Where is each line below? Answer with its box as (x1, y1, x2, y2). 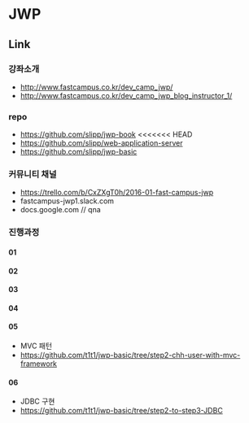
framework (20, 359, 58, 368)
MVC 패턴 (20, 341, 53, 351)
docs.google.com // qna (20, 205, 102, 215)
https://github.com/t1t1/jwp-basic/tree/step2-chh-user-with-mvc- (20, 350, 241, 360)
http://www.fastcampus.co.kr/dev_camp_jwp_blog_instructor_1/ (20, 90, 233, 100)
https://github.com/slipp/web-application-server (20, 138, 183, 148)
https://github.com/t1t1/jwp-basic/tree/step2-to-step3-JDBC (20, 406, 224, 416)
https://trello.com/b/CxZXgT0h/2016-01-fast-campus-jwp (20, 188, 214, 198)
